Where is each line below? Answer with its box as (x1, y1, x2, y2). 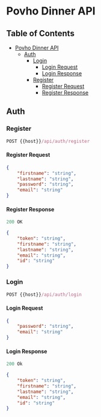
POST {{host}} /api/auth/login (6, 291, 82, 298)
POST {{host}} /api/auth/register (6, 138, 90, 144)
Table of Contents (6, 28, 75, 39)
